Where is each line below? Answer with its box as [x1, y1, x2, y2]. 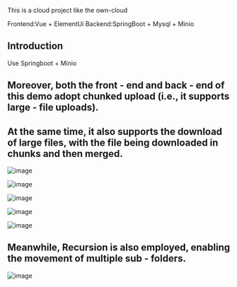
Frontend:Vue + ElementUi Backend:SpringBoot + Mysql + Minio [7, 20, 195, 28]
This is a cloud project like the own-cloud [7, 6, 128, 14]
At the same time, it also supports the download [7, 125, 223, 137]
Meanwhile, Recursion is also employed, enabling [7, 242, 231, 254]
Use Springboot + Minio [7, 59, 77, 67]
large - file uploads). [7, 102, 99, 114]
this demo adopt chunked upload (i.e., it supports [7, 90, 230, 102]
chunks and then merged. [7, 148, 124, 160]
